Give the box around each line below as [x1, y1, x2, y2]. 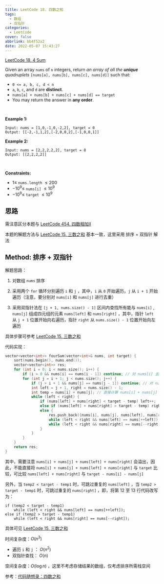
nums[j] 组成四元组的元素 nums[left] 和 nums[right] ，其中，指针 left [12, 311, 154, 316]
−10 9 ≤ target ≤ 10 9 [12, 191, 53, 197]
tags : [5, 12, 16, 17]
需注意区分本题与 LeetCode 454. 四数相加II [5, 221, 91, 227]
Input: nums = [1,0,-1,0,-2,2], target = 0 [5, 125, 95, 130]
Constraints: [5, 170, 31, 176]
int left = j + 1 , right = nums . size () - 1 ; [31, 385, 123, 390]
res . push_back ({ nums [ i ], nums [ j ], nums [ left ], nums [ [48, 413, 159, 417]
